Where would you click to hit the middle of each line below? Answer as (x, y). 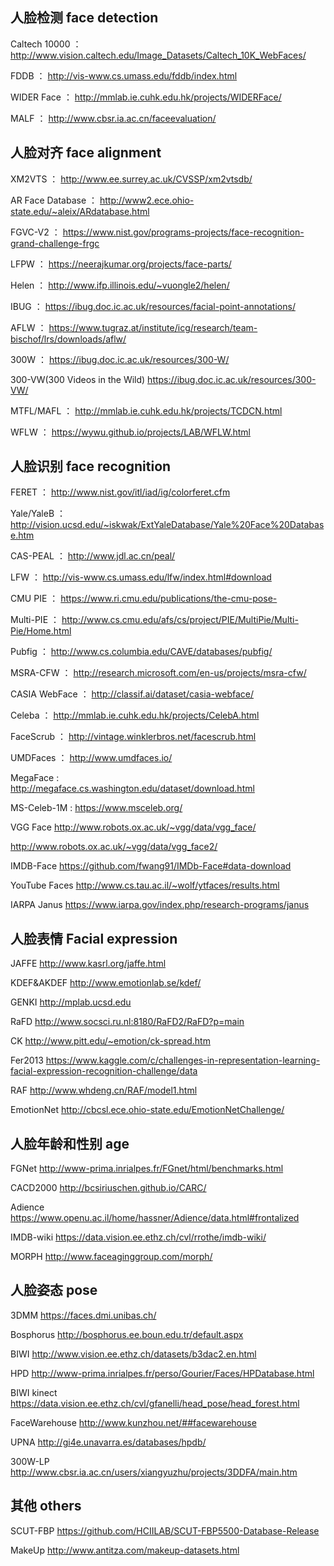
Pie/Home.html (41, 631)
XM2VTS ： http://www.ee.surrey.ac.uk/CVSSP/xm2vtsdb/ (131, 179)
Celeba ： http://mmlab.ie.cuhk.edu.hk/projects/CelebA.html (135, 715)
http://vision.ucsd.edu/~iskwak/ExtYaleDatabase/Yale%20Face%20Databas (167, 525)
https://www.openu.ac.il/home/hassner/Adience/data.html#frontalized (155, 1218)
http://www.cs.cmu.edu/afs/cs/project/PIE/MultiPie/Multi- (180, 620)
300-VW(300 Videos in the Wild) (78, 379)
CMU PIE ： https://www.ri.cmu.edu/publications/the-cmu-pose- (144, 599)
